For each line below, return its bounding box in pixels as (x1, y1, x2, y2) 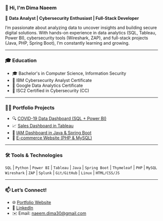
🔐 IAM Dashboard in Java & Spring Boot (12, 129, 92, 135)
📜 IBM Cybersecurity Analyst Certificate (12, 77, 92, 83)
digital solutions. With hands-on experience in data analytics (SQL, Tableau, (5, 30, 157, 36)
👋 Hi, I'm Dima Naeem (5, 4, 57, 11)
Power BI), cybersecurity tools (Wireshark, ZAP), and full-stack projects (5, 35, 148, 41)
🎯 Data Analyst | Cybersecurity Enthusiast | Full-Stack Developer (5, 16, 139, 21)
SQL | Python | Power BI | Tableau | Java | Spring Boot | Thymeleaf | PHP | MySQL (5, 165, 158, 171)
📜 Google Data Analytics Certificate (12, 82, 83, 88)
